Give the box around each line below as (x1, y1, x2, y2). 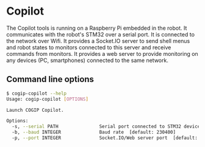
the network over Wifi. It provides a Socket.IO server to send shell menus (6, 37, 190, 44)
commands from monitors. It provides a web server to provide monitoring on (6, 50, 198, 57)
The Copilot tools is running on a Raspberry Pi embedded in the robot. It (6, 24, 187, 32)
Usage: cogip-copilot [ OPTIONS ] (6, 96, 88, 102)
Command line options (6, 74, 95, 84)
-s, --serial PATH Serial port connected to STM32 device (12, 123, 201, 130)
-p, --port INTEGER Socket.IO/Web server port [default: (12, 135, 198, 141)
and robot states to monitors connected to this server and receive (6, 44, 171, 51)
